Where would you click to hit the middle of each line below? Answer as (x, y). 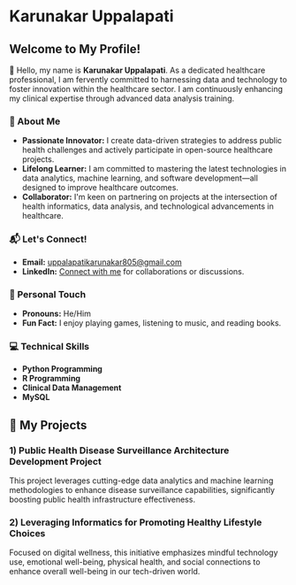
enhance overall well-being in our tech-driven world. (105, 572)
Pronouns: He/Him (56, 313)
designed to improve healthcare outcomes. (100, 188)
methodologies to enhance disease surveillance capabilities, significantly (142, 489)
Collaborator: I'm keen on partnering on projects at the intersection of (150, 197)
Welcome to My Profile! (75, 49)
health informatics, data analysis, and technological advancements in (148, 206)
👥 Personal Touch (48, 294)
